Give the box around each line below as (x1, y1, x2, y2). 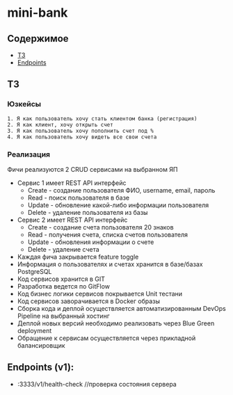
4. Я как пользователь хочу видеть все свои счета (7, 134, 157, 140)
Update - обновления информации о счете (27, 238, 154, 246)
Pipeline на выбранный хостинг (17, 312, 110, 320)
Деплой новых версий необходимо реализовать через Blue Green (17, 319, 215, 328)
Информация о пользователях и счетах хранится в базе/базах (17, 259, 203, 268)
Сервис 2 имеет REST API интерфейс (17, 216, 128, 224)
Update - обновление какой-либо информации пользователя (27, 200, 209, 209)
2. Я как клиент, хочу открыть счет (7, 121, 113, 128)
